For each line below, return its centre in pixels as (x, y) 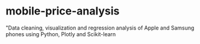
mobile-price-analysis (63, 11)
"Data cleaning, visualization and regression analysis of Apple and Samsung (100, 28)
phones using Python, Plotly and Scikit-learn (61, 34)
